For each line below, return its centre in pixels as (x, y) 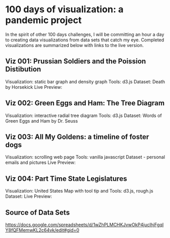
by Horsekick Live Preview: (34, 87)
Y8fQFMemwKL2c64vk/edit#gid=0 (42, 230)
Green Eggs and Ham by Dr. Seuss (42, 121)
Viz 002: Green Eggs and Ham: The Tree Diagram (85, 103)
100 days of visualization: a (64, 9)
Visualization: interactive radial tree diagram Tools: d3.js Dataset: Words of (84, 115)
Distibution (23, 69)
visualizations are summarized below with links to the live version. (75, 45)
